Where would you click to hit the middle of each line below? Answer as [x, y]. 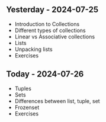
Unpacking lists [33, 49]
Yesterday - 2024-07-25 [52, 10]
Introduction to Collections [47, 24]
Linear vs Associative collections [55, 36]
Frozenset [27, 107]
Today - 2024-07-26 [45, 74]
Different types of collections [50, 30]
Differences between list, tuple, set [57, 101]
